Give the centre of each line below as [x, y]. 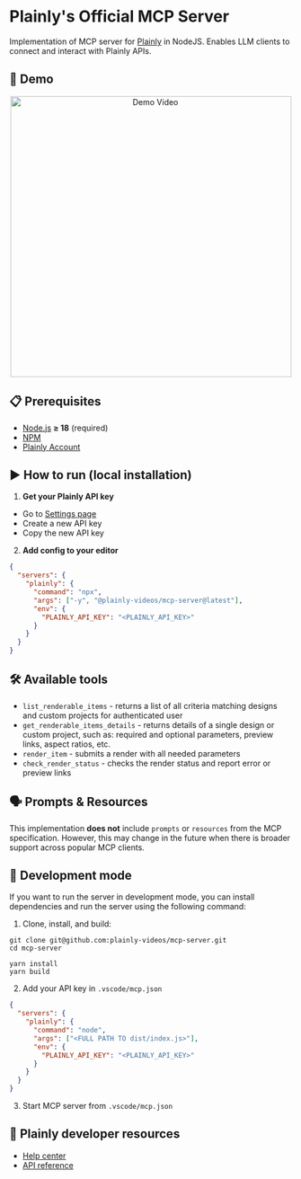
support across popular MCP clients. [77, 847]
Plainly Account [51, 447]
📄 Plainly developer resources [95, 1134]
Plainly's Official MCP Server [120, 17]
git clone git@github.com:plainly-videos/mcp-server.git [118, 941]
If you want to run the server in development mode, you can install [132, 897]
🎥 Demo [31, 80]
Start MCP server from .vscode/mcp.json [97, 1106]
